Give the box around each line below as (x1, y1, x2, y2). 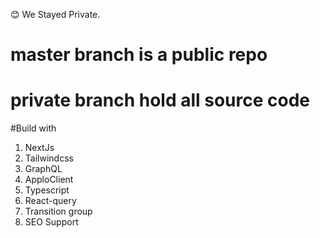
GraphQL (24, 163, 63, 175)
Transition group (24, 205, 93, 218)
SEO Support (24, 216, 79, 228)
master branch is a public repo (10, 44, 268, 66)
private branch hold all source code (10, 89, 311, 112)
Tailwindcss (24, 152, 74, 164)
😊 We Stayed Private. (10, 9, 101, 20)
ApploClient (24, 174, 74, 186)
